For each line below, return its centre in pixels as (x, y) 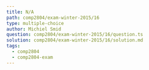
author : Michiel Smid (34, 29)
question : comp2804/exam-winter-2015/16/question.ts (75, 35)
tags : (13, 46)
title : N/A (20, 12)
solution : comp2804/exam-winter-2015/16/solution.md (75, 40)
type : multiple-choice (35, 23)
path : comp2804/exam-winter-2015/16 (53, 18)
